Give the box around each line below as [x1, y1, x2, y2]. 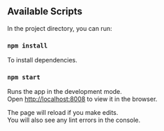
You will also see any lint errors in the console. [7, 116, 141, 125]
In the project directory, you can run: [7, 24, 112, 32]
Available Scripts [7, 6, 82, 18]
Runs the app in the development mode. [7, 88, 122, 96]
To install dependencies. [7, 56, 78, 64]
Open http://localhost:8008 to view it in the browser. [7, 95, 158, 104]
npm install [7, 41, 48, 50]
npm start [7, 74, 40, 81]
